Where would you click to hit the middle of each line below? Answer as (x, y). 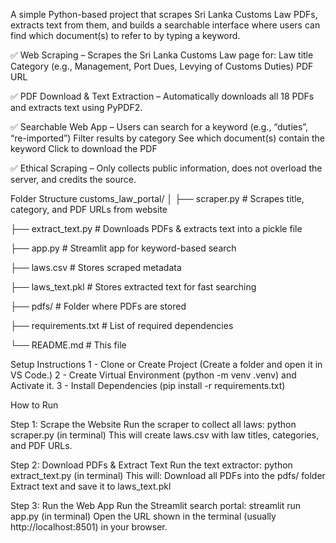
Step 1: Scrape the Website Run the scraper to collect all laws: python (153, 424)
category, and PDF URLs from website (89, 209)
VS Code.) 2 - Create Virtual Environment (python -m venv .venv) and (153, 375)
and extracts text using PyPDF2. (76, 107)
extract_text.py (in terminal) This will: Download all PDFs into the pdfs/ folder (168, 475)
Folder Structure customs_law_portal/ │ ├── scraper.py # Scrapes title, (157, 198)
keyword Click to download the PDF (84, 148)
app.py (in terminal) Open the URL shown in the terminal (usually (143, 516)
